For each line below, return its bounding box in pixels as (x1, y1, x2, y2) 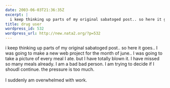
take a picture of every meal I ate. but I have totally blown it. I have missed (5, 56, 159, 61)
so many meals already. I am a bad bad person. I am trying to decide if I (5, 61, 154, 67)
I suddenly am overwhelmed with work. (5, 77, 88, 83)
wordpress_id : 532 (5, 26, 44, 31)
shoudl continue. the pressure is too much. (5, 66, 95, 72)
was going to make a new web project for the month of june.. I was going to (5, 50, 163, 56)
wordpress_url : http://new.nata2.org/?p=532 (5, 31, 101, 36)
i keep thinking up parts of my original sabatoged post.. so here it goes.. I (5, 45, 158, 51)
